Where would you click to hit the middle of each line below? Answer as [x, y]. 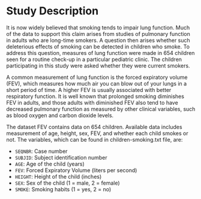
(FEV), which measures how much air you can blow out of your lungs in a [97, 83]
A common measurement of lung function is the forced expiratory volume [97, 77]
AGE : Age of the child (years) [50, 164]
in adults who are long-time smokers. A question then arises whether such [98, 40]
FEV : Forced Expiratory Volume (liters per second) [76, 170]
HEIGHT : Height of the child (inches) [58, 176]
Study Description [52, 11]
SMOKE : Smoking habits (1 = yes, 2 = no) [63, 189]
